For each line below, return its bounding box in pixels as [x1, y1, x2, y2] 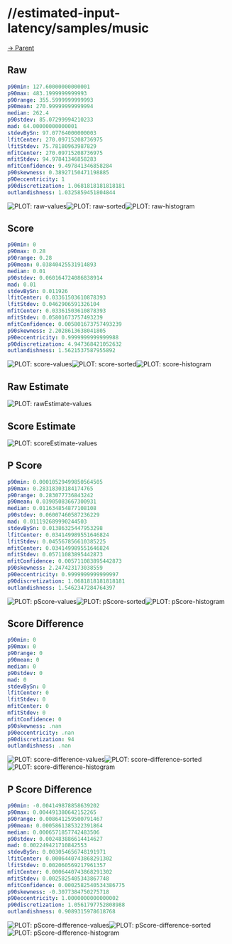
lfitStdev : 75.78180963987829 [7, 142, 97, 150]
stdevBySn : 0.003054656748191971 [7, 849, 106, 856]
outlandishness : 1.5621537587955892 [7, 347, 116, 354]
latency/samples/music [7, 20, 149, 36]
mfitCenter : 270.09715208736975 [7, 149, 103, 157]
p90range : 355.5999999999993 [7, 96, 94, 104]
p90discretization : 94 [7, 736, 74, 743]
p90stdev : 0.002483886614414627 [7, 835, 103, 842]
